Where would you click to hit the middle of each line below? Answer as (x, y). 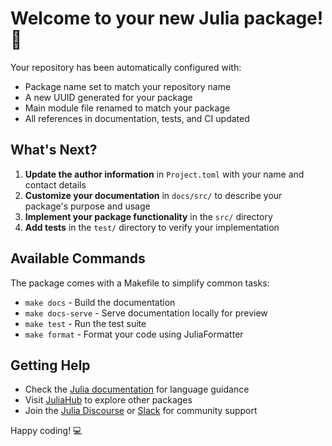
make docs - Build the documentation (100, 302)
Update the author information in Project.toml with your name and (164, 174)
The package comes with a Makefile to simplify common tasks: (140, 283)
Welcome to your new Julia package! (167, 18)
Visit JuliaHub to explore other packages (108, 400)
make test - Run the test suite (85, 323)
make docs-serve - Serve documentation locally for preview (146, 313)
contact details (55, 184)
